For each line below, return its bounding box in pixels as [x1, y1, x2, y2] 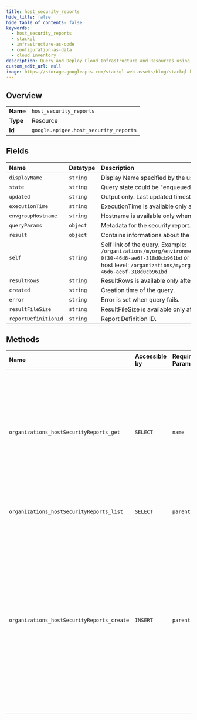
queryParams [9, 222, 43, 229]
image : [6, 69, 22, 75]
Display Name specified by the [100, 173, 185, 182]
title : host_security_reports [6, 8, 80, 15]
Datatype [69, 163, 96, 172]
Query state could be [100, 183, 159, 191]
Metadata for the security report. [100, 221, 191, 229]
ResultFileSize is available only [100, 305, 185, 313]
